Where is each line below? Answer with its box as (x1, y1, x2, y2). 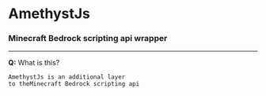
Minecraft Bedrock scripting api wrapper (8, 33, 168, 44)
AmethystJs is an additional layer (8, 73, 126, 81)
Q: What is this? (8, 58, 60, 68)
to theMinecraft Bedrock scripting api (8, 80, 140, 88)
